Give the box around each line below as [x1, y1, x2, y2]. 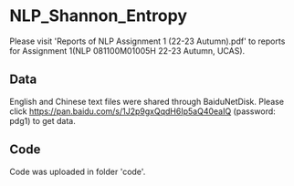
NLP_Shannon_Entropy [9, 5, 187, 26]
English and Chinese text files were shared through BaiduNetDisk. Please [9, 96, 285, 107]
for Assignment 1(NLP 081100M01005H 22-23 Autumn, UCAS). [9, 45, 246, 56]
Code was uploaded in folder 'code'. [9, 166, 146, 177]
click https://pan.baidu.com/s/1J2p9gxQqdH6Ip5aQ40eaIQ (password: [9, 106, 276, 117]
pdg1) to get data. [9, 115, 76, 126]
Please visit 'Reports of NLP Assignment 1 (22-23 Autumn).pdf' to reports [9, 36, 286, 46]
